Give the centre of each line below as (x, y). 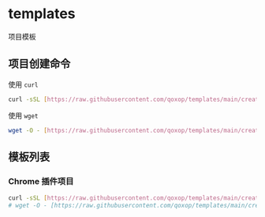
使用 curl (23, 84)
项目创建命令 (39, 64)
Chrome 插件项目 (41, 181)
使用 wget (23, 115)
